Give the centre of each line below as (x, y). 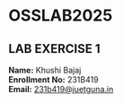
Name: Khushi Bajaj (45, 70)
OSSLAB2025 (61, 16)
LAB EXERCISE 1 (54, 49)
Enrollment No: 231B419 (54, 80)
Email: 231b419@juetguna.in (61, 89)
